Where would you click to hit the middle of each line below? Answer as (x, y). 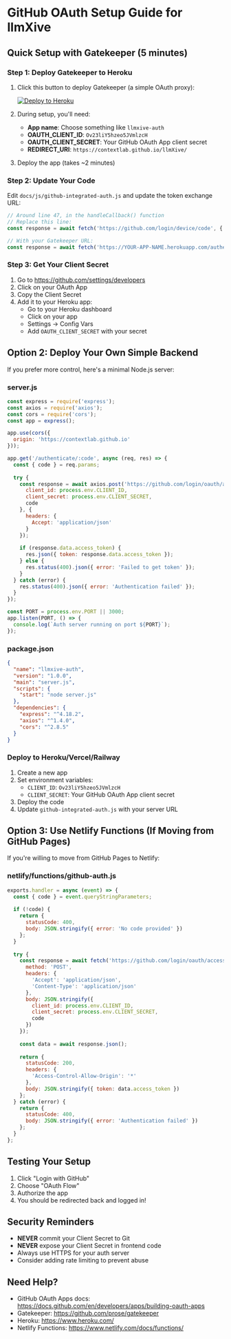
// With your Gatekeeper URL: (51, 241)
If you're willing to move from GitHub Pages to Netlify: (84, 858)
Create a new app (42, 773)
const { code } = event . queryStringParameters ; (83, 897)
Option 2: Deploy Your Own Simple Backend (103, 353)
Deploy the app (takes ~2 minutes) (66, 163)
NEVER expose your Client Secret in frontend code (89, 1246)
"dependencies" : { (40, 708)
